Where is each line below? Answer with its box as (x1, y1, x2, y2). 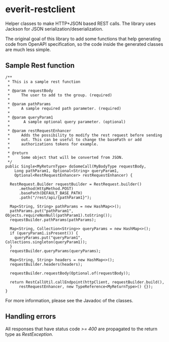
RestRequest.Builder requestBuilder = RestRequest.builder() (10, 182, 142, 187)
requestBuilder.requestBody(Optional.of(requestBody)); (10, 271, 130, 276)
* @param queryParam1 (7, 115, 53, 120)
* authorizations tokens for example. (7, 141, 99, 147)
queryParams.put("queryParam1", (14, 235, 83, 240)
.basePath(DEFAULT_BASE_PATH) (18, 190, 83, 195)
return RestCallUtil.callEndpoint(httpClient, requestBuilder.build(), (10, 279, 165, 284)
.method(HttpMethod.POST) (18, 186, 74, 191)
